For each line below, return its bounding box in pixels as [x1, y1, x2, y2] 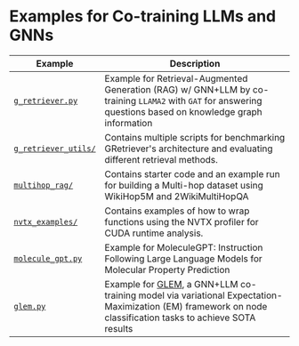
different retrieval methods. [104, 153, 218, 165]
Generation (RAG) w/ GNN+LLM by [104, 83, 251, 95]
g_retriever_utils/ [13, 143, 96, 153]
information [104, 117, 153, 129]
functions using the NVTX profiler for [104, 215, 260, 228]
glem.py [13, 301, 46, 311]
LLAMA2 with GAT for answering [138, 94, 263, 107]
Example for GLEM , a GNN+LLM [104, 278, 238, 290]
